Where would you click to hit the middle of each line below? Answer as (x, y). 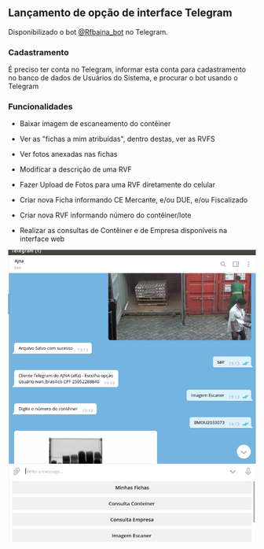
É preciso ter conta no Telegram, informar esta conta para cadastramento (127, 69)
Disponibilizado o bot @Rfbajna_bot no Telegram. (88, 32)
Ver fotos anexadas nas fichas (68, 154)
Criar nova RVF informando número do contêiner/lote (105, 215)
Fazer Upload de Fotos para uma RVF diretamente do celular (117, 185)
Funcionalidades (40, 107)
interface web (42, 239)
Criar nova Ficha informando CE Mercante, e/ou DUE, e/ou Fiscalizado (134, 200)
